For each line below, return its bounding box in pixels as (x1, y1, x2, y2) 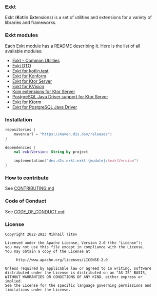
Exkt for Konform (12, 73, 46, 79)
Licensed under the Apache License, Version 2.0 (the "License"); (5, 240, 143, 245)
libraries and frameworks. (5, 19, 57, 25)
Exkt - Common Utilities (12, 57, 60, 63)
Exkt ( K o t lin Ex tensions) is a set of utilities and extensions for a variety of (5, 15, 152, 20)
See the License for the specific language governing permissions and (5, 283, 152, 288)
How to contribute (5, 174, 49, 181)
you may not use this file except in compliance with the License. (5, 244, 145, 249)
